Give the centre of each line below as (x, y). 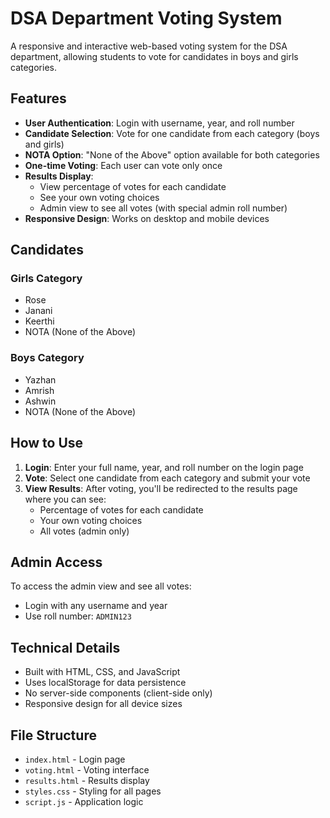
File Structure (53, 735)
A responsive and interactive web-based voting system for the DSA (149, 46)
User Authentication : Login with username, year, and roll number (159, 123)
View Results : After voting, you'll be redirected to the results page (161, 488)
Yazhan (40, 379)
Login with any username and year (96, 606)
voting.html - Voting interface (87, 769)
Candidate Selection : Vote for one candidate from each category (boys (172, 133)
